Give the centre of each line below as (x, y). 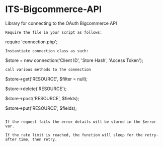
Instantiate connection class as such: (47, 51)
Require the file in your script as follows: (54, 32)
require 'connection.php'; (31, 42)
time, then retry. (38, 139)
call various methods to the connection (48, 69)
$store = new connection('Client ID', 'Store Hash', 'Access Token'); (74, 60)
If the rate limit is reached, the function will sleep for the (74, 135)
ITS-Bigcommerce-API (54, 9)
